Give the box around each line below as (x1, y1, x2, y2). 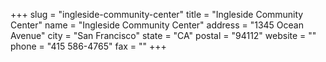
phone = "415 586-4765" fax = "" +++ (10, 40, 167, 52)
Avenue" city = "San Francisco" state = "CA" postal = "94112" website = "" (10, 30, 317, 41)
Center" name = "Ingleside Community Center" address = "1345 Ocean (10, 19, 304, 31)
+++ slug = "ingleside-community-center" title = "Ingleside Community (10, 9, 304, 20)
